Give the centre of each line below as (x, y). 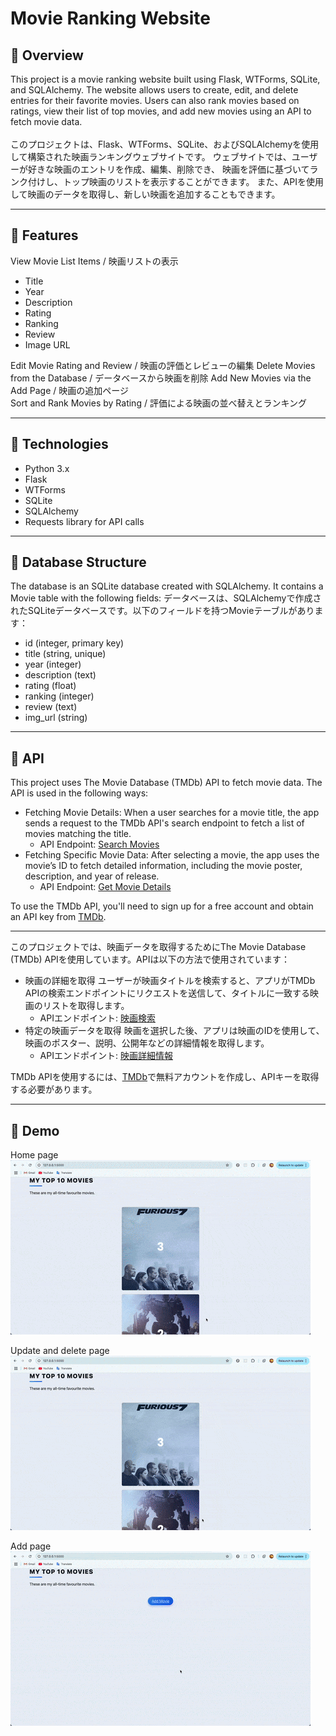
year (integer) (53, 664)
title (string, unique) (65, 654)
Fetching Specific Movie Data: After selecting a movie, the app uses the (172, 855)
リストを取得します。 (86, 1006)
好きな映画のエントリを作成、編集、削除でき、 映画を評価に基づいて (168, 169)
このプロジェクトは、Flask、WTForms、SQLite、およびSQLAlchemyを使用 (165, 144)
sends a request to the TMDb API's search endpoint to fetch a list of (164, 823)
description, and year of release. (92, 876)
